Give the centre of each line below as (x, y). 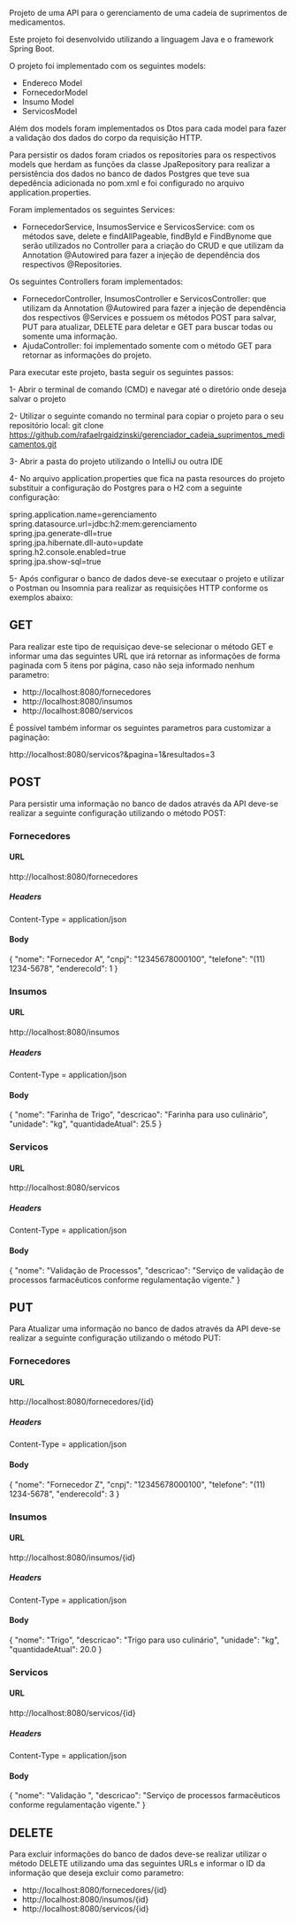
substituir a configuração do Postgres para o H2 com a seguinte (126, 488)
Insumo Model (48, 102)
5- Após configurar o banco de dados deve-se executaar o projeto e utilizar (147, 578)
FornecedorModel (55, 92)
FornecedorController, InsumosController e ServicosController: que (144, 299)
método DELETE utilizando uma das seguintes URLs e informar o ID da (137, 1864)
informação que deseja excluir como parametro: (96, 1873)
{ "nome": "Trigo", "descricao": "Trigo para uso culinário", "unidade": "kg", (144, 1640)
